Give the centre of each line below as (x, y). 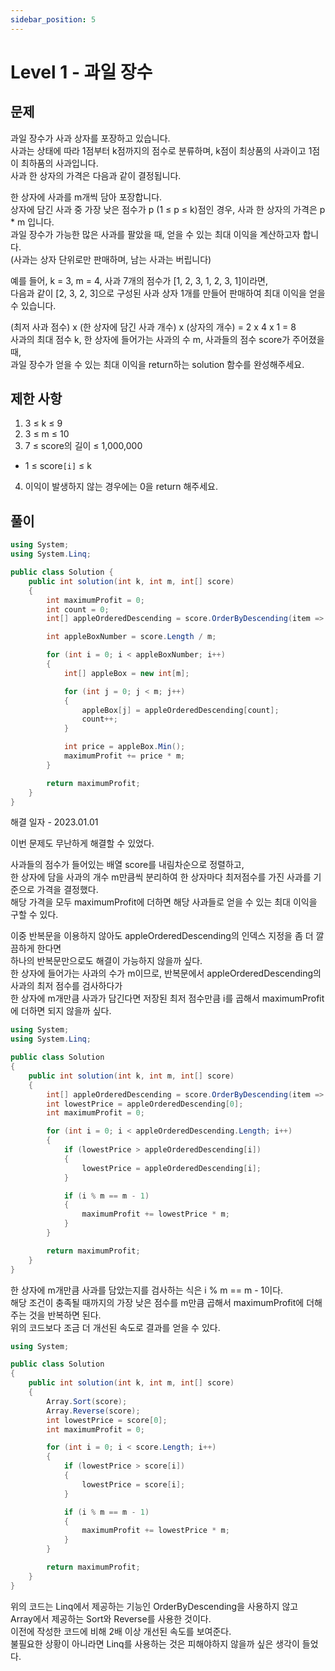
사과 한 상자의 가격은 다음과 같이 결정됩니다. (96, 175)
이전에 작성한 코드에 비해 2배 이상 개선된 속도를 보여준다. (121, 1631)
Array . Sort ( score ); (87, 1401)
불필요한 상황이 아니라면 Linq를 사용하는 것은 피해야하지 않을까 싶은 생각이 (155, 1643)
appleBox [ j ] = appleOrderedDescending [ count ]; (180, 710)
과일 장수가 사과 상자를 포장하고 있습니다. (90, 138)
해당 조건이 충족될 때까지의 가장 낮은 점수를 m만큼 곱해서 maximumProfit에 (157, 1302)
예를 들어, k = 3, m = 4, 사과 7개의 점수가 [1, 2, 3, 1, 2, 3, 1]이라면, (139, 280)
